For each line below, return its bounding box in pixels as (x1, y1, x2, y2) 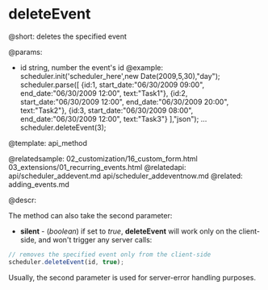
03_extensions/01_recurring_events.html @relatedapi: (8, 162, 187, 172)
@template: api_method (8, 138, 87, 147)
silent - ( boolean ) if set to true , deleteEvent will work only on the (19, 226, 237, 236)
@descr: (8, 195, 36, 205)
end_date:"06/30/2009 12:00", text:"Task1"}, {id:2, (19, 88, 188, 97)
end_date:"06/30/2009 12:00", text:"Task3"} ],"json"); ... (19, 114, 207, 123)
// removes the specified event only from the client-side (8, 251, 211, 259)
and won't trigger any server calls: (38, 234, 153, 244)
